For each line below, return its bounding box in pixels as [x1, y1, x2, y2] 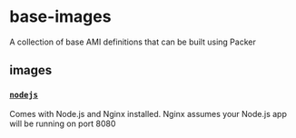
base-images [9, 6, 112, 27]
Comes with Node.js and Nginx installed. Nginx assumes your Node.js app [9, 108, 288, 119]
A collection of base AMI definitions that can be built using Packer [9, 36, 256, 47]
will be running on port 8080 [9, 118, 116, 129]
